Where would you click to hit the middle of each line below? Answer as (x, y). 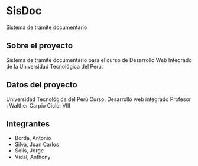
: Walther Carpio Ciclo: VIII (38, 105)
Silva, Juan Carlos (37, 144)
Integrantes (28, 124)
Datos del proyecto (42, 85)
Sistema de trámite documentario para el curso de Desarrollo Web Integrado (99, 60)
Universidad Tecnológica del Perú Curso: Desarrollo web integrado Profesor (99, 99)
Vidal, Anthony (33, 157)
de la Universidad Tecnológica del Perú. (55, 66)
